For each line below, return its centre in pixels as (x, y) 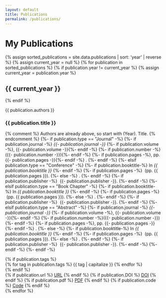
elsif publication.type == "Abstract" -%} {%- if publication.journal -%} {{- (80, 208)
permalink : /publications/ (33, 19)
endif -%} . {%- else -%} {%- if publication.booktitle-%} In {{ (77, 229)
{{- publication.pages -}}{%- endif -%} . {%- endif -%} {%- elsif (71, 160)
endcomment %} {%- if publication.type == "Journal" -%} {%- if (71, 139)
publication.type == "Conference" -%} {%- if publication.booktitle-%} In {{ (81, 165)
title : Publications (27, 14)
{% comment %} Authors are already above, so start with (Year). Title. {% (80, 134)
